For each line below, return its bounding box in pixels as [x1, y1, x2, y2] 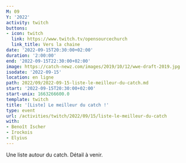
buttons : [6, 25, 28, 31]
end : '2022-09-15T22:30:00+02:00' [6, 58, 91, 64]
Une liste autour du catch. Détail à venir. [6, 151, 103, 158]
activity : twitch [6, 19, 49, 25]
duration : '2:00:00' [6, 53, 57, 58]
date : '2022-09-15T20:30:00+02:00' [6, 47, 94, 53]
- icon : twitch [6, 31, 44, 37]
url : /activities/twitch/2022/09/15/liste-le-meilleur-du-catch [6, 113, 167, 119]
